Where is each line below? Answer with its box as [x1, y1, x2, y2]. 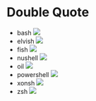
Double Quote [6, 4, 90, 20]
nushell [16, 54, 38, 62]
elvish [16, 37, 35, 45]
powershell [16, 70, 49, 78]
